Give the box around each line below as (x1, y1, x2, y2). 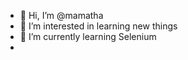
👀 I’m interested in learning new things (19, 20, 178, 32)
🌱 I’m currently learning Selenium (19, 31, 157, 42)
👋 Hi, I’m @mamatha (19, 10, 104, 21)
